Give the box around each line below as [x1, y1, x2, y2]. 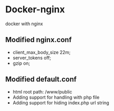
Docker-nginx [5, 4, 65, 15]
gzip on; [12, 60, 30, 66]
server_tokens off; [12, 54, 51, 61]
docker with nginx [5, 21, 43, 27]
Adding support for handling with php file [12, 94, 100, 100]
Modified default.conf [5, 75, 77, 84]
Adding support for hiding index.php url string [12, 99, 109, 106]
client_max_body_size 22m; [12, 49, 71, 55]
